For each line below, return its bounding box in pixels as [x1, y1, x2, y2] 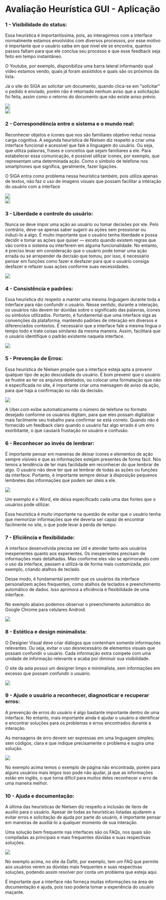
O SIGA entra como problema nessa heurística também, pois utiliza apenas [5, 173, 158, 179]
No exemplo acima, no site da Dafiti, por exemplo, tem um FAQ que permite [5, 859, 159, 865]
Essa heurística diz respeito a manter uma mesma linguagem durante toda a [5, 297, 160, 302]
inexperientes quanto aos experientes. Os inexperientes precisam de [5, 550, 146, 556]
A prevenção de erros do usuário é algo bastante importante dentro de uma [5, 709, 160, 715]
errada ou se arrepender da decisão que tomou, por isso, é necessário [5, 253, 150, 259]
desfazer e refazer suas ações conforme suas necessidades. [5, 264, 130, 270]
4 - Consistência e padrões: [5, 285, 73, 292]
